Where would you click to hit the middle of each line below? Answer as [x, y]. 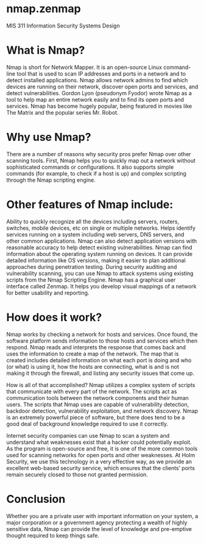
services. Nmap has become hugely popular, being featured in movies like [99, 106]
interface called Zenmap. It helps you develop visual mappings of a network [101, 286]
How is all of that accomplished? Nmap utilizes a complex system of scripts [101, 385]
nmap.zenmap [44, 9]
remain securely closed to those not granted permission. [77, 474]
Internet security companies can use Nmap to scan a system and [88, 435]
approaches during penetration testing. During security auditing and [92, 266]
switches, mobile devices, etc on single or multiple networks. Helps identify [101, 228]
